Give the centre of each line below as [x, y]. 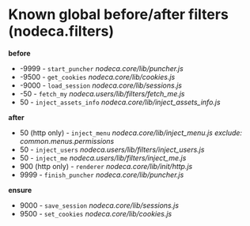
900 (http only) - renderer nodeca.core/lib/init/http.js [106, 166]
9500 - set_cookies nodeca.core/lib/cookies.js [96, 213]
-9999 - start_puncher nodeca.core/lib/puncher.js [101, 68]
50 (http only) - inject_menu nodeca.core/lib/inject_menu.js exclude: [131, 133]
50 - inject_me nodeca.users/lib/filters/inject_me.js [103, 158]
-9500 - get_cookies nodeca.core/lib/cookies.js [97, 77]
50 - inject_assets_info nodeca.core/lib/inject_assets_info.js [120, 102]
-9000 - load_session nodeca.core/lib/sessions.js [100, 85]
